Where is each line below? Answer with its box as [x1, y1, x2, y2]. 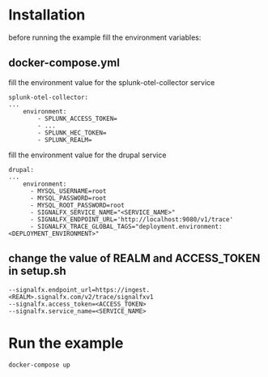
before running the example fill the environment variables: [8, 32, 202, 42]
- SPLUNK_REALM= [37, 135, 92, 144]
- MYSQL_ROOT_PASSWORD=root [29, 201, 125, 209]
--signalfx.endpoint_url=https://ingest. [8, 285, 151, 293]
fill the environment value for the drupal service [8, 150, 167, 160]
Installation [8, 6, 86, 24]
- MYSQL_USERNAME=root [29, 186, 107, 195]
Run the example [8, 334, 124, 352]
